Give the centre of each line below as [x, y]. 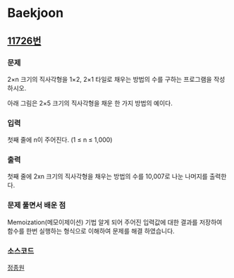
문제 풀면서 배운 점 [37, 205]
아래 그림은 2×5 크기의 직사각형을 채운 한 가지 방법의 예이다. [90, 103]
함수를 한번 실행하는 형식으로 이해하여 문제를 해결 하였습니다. [91, 231]
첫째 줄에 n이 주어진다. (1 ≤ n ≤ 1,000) [60, 140]
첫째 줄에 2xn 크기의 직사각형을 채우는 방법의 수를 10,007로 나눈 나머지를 [107, 176]
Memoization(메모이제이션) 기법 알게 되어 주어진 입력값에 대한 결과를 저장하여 [115, 222]
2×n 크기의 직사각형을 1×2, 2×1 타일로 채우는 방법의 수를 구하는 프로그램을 [110, 79]
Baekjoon [36, 13]
